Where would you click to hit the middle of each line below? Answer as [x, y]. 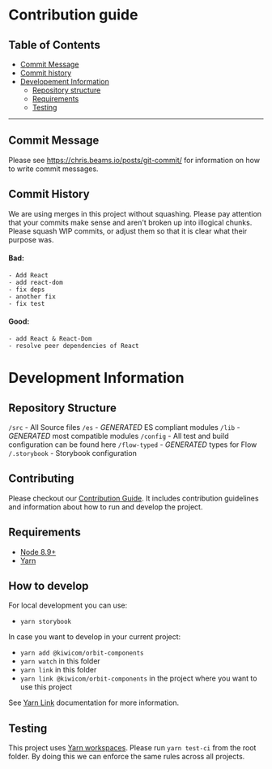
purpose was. [31, 239]
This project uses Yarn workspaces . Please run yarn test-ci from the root [132, 748]
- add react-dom [36, 282]
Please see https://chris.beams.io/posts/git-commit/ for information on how [134, 160]
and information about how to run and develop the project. [106, 507]
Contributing [41, 479]
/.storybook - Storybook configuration [73, 453]
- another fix [32, 296]
